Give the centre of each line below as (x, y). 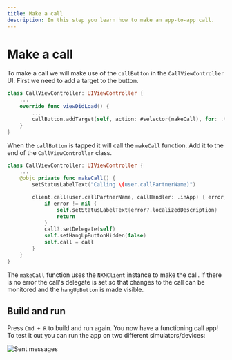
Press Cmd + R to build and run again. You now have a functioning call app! (113, 328)
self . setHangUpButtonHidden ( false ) (95, 236)
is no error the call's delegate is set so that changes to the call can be (106, 282)
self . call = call (69, 242)
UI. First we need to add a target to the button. (73, 81)
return (66, 216)
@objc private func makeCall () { (68, 178)
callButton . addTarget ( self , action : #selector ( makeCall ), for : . (128, 119)
